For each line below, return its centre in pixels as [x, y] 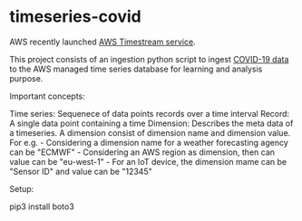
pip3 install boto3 [42, 207]
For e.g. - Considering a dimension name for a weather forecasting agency [149, 142]
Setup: [22, 188]
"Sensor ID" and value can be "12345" [81, 171]
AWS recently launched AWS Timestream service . [103, 42]
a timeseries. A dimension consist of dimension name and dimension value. [150, 132]
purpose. [26, 78]
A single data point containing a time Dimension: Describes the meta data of [151, 123]
